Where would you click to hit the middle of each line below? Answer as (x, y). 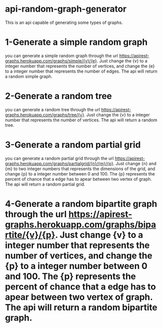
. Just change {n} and (135, 163)
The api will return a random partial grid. (45, 184)
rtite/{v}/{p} (30, 235)
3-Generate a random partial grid (73, 145)
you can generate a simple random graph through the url (62, 56)
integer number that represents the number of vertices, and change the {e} (80, 66)
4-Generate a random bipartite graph (81, 204)
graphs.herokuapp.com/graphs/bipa (81, 224)
